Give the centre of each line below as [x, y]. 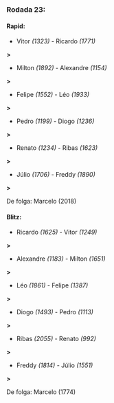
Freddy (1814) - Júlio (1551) [55, 365]
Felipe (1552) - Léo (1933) [53, 95]
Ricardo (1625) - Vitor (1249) [57, 232]
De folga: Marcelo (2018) [42, 201]
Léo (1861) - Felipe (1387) [52, 285]
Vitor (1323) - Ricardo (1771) [56, 41]
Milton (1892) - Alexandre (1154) [61, 68]
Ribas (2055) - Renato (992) [56, 339]
